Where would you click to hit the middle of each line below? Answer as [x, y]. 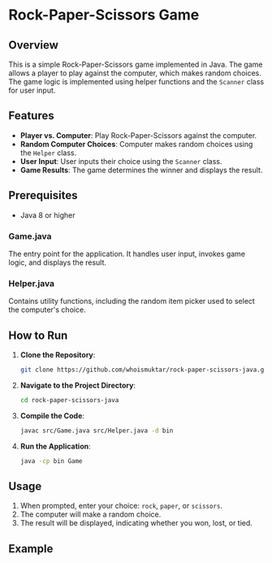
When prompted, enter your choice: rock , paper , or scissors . [121, 506]
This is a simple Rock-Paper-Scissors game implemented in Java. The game [136, 64]
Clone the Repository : [58, 355]
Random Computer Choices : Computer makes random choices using [136, 144]
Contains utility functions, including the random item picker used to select [132, 301]
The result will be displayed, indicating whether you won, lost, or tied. [136, 523]
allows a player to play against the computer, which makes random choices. [135, 73]
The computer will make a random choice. [91, 514]
